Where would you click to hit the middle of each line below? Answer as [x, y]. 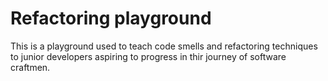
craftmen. [30, 67]
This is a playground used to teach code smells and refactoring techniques [164, 46]
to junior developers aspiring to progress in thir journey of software [148, 56]
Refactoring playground [111, 18]
